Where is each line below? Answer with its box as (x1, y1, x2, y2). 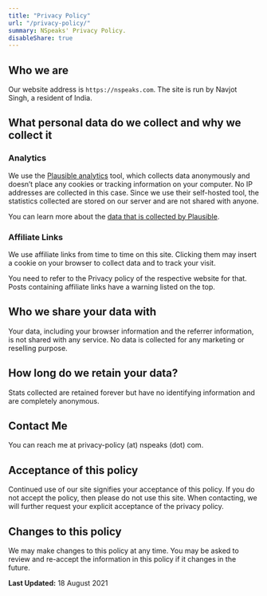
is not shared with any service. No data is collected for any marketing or (8, 334, 245, 344)
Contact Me (8, 420, 68, 433)
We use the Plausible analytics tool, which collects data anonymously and (8, 171, 250, 180)
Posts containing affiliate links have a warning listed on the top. (8, 282, 215, 292)
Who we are (8, 63, 69, 77)
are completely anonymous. (8, 396, 100, 405)
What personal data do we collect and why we (8, 116, 241, 130)
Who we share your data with (8, 305, 157, 319)
